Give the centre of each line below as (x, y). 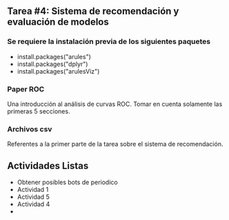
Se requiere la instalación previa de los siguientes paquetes (109, 42)
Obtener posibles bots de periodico (68, 182)
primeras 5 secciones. (39, 111)
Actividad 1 (33, 190)
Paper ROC (26, 89)
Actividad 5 (33, 197)
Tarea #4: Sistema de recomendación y (93, 11)
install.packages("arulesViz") (58, 71)
